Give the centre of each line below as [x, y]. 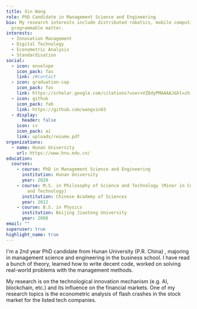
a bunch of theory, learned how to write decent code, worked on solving [94, 263]
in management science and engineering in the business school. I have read [98, 257]
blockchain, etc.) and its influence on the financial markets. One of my [91, 287]
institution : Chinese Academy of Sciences [74, 197]
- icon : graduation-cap [40, 83]
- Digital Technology [38, 44]
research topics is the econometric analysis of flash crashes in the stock [94, 294]
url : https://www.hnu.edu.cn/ [54, 153]
